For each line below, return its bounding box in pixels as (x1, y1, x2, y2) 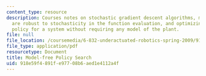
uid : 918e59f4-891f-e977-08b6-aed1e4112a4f (6, 60, 120, 66)
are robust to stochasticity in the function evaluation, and (12, 20, 174, 26)
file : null (6, 32, 34, 38)
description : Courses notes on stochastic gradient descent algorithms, (6, 15, 196, 21)
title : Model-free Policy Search (6, 55, 92, 61)
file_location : (6, 37, 45, 44)
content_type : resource (6, 9, 67, 15)
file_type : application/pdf (6, 44, 78, 50)
